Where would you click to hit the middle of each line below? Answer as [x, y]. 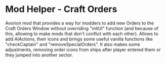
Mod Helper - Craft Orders [61, 9]
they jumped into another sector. [39, 55]
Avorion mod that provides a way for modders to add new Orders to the [80, 23]
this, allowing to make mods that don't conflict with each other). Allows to [82, 33]
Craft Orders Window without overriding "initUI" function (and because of [82, 28]
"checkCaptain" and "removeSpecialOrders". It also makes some [73, 44]
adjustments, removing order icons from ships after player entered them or [83, 49]
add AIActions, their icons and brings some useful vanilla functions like [79, 39]
